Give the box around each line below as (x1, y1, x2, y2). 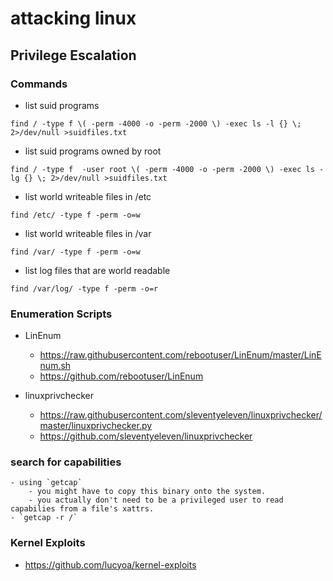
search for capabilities (10, 455, 122, 469)
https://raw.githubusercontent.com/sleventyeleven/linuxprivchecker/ (39, 409, 323, 421)
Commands (10, 77, 68, 91)
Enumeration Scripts (10, 307, 113, 321)
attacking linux (10, 7, 137, 30)
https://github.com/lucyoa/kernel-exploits (24, 558, 197, 571)
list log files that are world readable (24, 264, 171, 276)
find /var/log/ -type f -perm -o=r (10, 283, 159, 294)
